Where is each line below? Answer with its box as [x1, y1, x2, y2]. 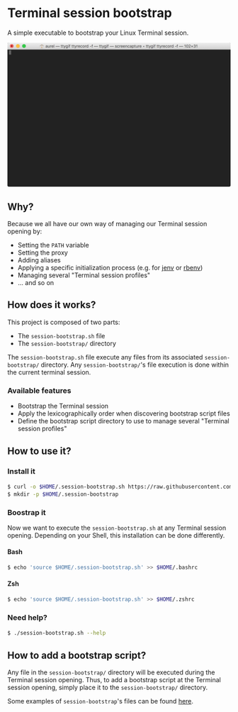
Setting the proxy [17, 248, 69, 257]
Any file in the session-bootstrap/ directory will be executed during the [7, 668, 215, 677]
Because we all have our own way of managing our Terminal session [7, 220, 208, 228]
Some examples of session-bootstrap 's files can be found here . [7, 697, 193, 706]
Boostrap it [7, 507, 46, 517]
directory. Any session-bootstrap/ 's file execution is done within [40, 360, 229, 369]
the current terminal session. [7, 367, 91, 377]
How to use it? [7, 445, 72, 457]
